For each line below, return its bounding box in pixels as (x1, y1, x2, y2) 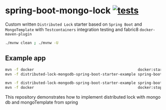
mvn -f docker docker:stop (5, 85, 163, 90)
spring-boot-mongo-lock (5, 5, 111, 16)
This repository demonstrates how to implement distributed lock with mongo (5, 94, 161, 100)
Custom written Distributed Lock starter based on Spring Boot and (5, 21, 142, 27)
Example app (5, 54, 46, 63)
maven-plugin (5, 32, 32, 37)
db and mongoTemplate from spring (5, 99, 78, 106)
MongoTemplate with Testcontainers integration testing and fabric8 (5, 26, 139, 32)
